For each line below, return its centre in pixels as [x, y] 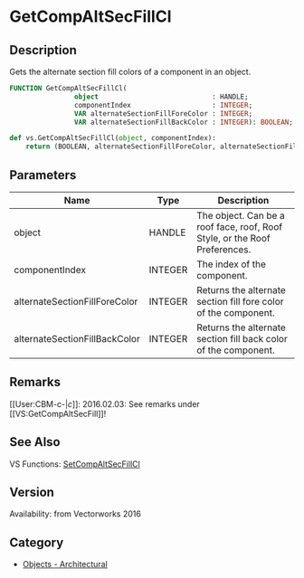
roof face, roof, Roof [239, 226]
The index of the [231, 264]
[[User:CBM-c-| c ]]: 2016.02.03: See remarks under [105, 403]
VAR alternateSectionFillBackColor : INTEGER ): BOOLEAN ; [184, 122]
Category [37, 542]
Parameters [43, 175]
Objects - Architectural [65, 564]
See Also [35, 442]
